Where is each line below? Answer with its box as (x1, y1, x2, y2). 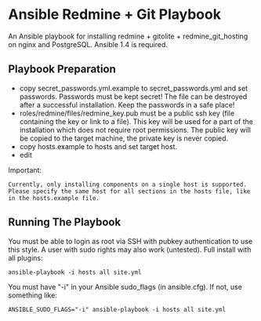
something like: (8, 290, 57, 300)
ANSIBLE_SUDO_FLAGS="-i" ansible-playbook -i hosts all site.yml (8, 305, 226, 313)
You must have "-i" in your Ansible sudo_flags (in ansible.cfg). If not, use (8, 282, 243, 291)
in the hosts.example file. (8, 194, 100, 202)
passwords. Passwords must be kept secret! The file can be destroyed (19, 92, 248, 101)
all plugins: (8, 253, 43, 262)
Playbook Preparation (8, 63, 116, 76)
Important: (8, 165, 42, 174)
